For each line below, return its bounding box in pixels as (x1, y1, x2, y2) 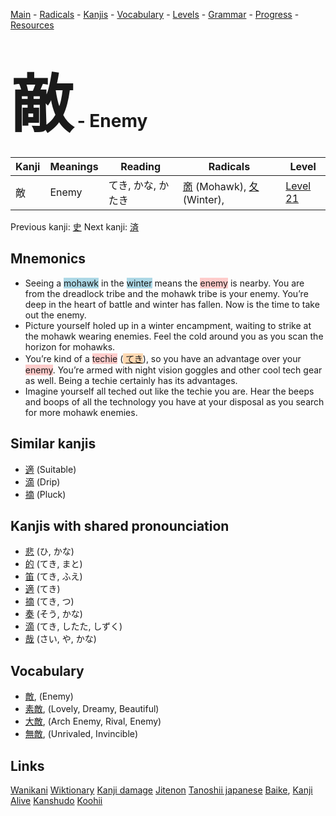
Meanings (49, 159, 99, 173)
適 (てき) (24, 583, 61, 595)
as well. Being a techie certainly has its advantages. (24, 374, 238, 386)
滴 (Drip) (24, 475, 61, 488)
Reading (120, 159, 162, 173)
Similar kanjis (10, 435, 97, 453)
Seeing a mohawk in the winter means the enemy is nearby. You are (24, 277, 305, 289)
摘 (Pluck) (24, 488, 67, 500)
